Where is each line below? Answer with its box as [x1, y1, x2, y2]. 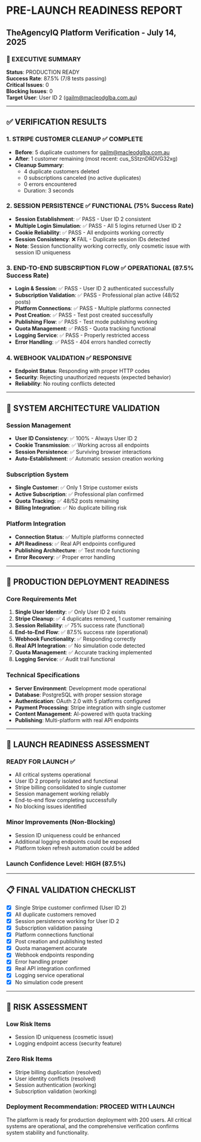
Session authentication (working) [14, 1081, 97, 1089]
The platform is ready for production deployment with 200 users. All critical [6, 1116, 192, 1123]
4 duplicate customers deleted [23, 167, 100, 175]
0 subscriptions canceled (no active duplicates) [23, 174, 142, 181]
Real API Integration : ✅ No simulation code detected [14, 642, 145, 650]
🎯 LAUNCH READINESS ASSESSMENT [6, 740, 150, 750]
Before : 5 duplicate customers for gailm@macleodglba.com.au [14, 148, 170, 156]
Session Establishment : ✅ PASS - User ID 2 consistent [14, 215, 151, 223]
